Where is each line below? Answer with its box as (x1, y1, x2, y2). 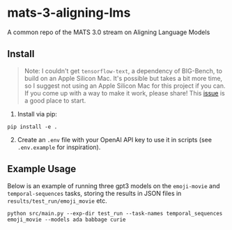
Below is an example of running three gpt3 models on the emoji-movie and (7, 181, 221, 190)
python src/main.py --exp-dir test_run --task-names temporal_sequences (7, 210, 223, 217)
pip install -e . (7, 123, 58, 130)
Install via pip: (17, 109, 58, 118)
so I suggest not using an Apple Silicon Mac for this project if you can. (24, 82, 226, 90)
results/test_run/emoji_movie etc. (7, 197, 108, 205)
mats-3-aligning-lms (7, 5, 131, 21)
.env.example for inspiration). (17, 143, 101, 151)
